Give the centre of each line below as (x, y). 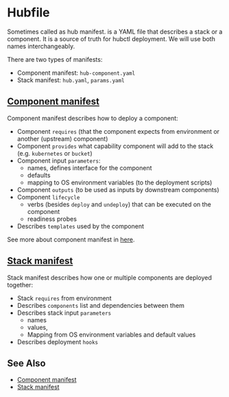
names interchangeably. (41, 46)
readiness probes (52, 219)
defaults (39, 175)
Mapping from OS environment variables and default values (111, 335)
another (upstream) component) (62, 139)
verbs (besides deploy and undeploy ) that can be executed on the (119, 204)
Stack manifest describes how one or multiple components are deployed (110, 277)
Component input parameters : (59, 160)
